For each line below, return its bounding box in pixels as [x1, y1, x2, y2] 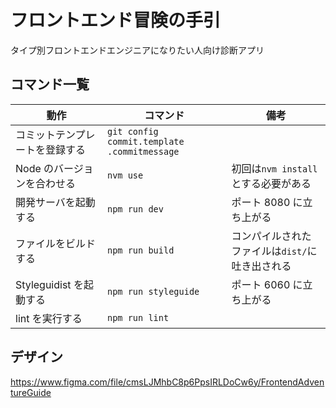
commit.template [106, 136, 185, 147]
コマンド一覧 [10, 76, 90, 93]
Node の [15, 161, 55, 175]
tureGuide [10, 386, 52, 398]
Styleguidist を [15, 277, 84, 291]
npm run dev [106, 203, 164, 215]
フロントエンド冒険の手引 [10, 9, 222, 32]
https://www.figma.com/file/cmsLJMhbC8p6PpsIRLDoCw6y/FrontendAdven [10, 376, 325, 388]
